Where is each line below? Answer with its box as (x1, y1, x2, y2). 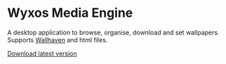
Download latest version (7, 49, 77, 58)
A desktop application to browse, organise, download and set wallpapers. (7, 28, 220, 37)
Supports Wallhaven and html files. (7, 35, 108, 44)
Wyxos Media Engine (7, 5, 133, 21)
